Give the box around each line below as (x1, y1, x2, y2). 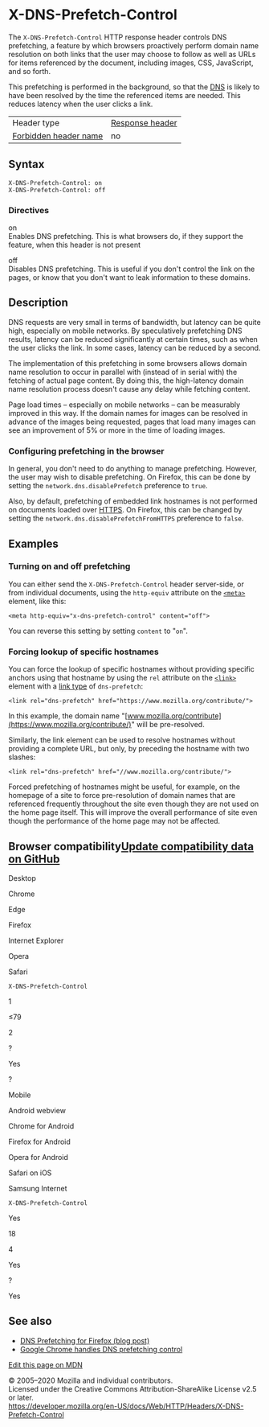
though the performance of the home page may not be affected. (8, 816, 221, 826)
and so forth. (8, 66, 51, 76)
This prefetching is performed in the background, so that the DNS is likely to (8, 82, 260, 92)
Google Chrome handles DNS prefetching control (19, 1344, 183, 1354)
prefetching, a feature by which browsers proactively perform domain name (8, 40, 259, 50)
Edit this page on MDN (8, 1359, 83, 1369)
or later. (8, 1392, 34, 1402)
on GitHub (8, 852, 60, 866)
